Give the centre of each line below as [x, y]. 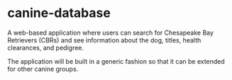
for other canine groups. [43, 69]
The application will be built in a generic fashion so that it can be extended [116, 61]
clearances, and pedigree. [45, 47]
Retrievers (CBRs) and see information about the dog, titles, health [104, 40]
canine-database [59, 13]
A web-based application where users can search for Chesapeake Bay [111, 33]
